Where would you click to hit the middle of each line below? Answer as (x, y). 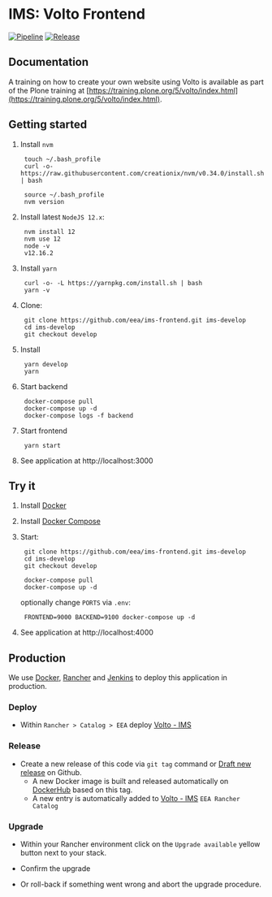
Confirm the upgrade (55, 869)
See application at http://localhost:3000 (86, 461)
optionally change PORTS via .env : (76, 603)
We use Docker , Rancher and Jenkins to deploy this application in (118, 678)
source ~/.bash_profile (64, 195)
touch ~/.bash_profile (63, 159)
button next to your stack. (63, 853)
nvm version (44, 201)
